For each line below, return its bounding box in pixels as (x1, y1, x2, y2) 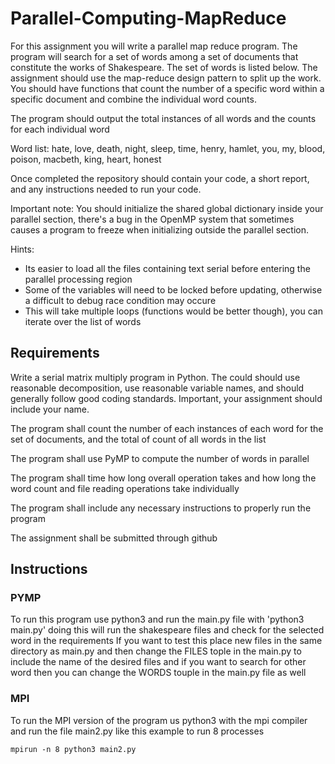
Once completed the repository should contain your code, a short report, (10, 172, 310, 184)
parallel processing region (24, 273, 133, 285)
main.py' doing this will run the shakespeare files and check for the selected (10, 624, 325, 636)
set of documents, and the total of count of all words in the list (10, 433, 267, 445)
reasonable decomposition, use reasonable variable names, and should (10, 382, 305, 394)
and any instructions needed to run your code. (10, 183, 202, 195)
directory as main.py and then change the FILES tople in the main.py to (10, 645, 302, 657)
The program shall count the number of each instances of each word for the (10, 422, 324, 434)
